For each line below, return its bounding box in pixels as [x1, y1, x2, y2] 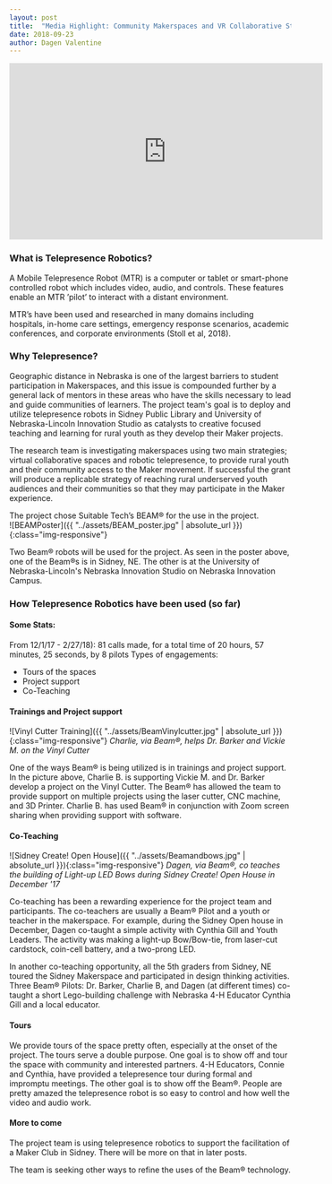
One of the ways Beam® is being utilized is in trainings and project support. [9, 763, 286, 773]
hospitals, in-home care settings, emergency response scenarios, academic [9, 318, 289, 329]
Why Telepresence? [9, 350, 98, 363]
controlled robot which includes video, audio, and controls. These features [9, 281, 285, 292]
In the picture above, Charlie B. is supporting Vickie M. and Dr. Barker [9, 772, 266, 782]
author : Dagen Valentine [9, 38, 102, 48]
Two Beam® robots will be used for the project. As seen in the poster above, [9, 546, 290, 557]
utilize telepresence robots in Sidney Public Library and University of [9, 409, 262, 419]
